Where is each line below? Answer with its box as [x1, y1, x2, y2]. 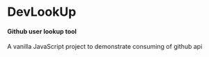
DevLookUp [7, 4, 77, 20]
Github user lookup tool [7, 27, 77, 35]
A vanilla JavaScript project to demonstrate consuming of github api [7, 43, 203, 51]
